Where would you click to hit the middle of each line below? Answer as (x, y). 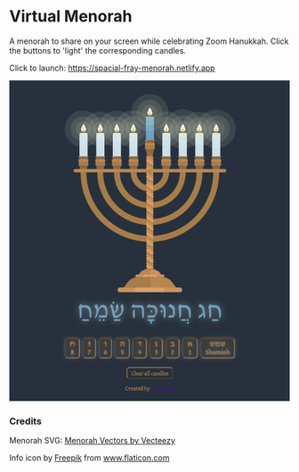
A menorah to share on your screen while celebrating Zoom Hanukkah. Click (149, 41)
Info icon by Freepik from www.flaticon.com (90, 458)
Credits (25, 421)
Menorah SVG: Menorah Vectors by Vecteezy (93, 440)
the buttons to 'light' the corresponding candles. (98, 50)
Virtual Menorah (71, 17)
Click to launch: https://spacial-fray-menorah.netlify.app (112, 68)
